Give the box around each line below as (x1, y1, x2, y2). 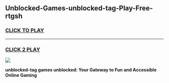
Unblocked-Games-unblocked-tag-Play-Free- (5, 4, 153, 13)
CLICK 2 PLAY (5, 46, 40, 53)
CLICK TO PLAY (5, 27, 44, 34)
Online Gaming (5, 72, 37, 78)
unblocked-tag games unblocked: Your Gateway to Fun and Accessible (5, 66, 157, 72)
